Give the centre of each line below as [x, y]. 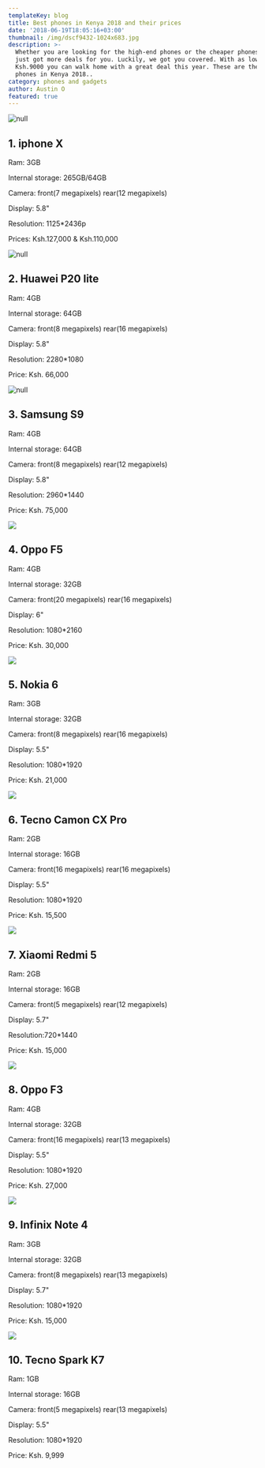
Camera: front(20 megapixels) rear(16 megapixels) [90, 599]
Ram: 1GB [24, 1379]
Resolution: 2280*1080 [46, 359]
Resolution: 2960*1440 [46, 495]
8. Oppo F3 [35, 1090]
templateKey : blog [38, 15]
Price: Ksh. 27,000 [38, 1185]
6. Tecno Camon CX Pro [68, 820]
